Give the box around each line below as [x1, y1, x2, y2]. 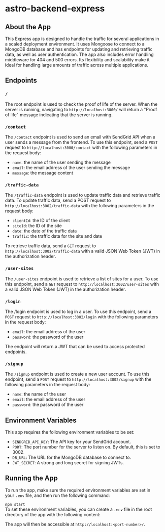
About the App [5, 23, 51, 31]
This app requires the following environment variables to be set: [5, 429, 134, 435]
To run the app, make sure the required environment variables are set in [5, 487, 151, 493]
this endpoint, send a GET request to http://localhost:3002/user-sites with [5, 281, 159, 287]
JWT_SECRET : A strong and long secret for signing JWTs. [12, 459, 124, 465]
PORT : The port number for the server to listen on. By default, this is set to [12, 443, 161, 450]
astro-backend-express [5, 3, 105, 14]
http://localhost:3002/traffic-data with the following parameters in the [5, 203, 154, 209]
